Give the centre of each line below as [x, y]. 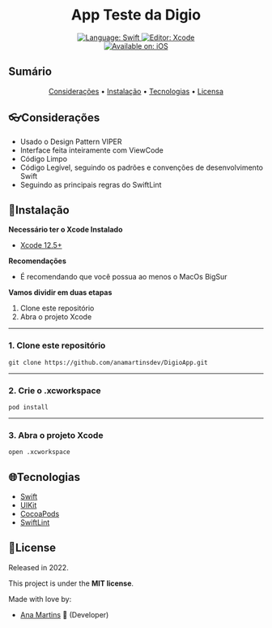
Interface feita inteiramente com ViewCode [92, 150]
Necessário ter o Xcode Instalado [66, 230]
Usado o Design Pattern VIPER [71, 141]
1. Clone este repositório [57, 345]
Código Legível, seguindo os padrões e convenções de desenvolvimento [141, 167]
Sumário [30, 72]
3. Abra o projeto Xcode [56, 435]
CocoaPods [40, 514]
